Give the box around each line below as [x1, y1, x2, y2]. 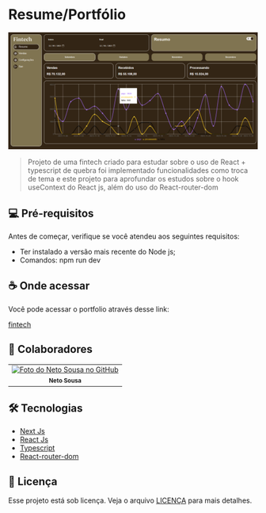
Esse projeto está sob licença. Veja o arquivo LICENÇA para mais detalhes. [8, 496, 253, 505]
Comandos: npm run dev [19, 255, 101, 265]
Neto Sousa [48, 377, 82, 385]
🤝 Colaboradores [8, 343, 93, 356]
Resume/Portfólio [8, 6, 127, 24]
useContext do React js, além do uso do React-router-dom [27, 182, 219, 192]
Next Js [19, 427, 46, 436]
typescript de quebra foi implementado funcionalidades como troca [27, 166, 249, 175]
